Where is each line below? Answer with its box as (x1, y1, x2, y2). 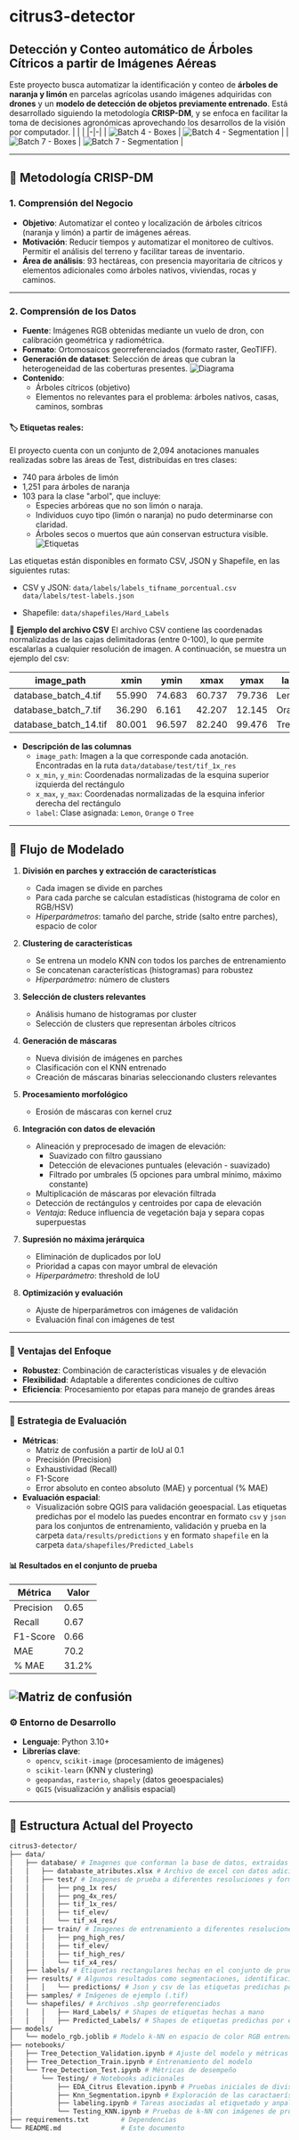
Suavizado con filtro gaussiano (48, 1151, 163, 1161)
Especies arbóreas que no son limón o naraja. (35, 500, 203, 511)
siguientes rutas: (9, 565, 70, 576)
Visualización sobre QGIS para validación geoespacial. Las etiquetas (35, 1501, 287, 1512)
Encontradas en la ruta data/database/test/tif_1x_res (35, 760, 237, 771)
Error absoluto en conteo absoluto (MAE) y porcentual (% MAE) (35, 1483, 269, 1493)
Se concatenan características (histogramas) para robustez (35, 965, 254, 975)
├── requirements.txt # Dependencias (9, 2116, 177, 2125)
